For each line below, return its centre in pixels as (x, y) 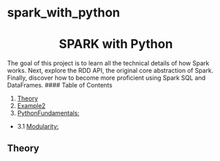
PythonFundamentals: (48, 113)
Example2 (31, 106)
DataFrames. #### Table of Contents (60, 85)
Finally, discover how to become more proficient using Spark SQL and (106, 78)
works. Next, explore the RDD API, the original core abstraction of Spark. (110, 71)
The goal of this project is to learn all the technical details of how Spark (108, 63)
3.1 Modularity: (38, 127)
